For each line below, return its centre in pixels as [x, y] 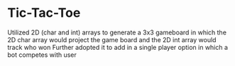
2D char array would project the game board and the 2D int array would [112, 39]
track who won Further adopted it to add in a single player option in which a [118, 47]
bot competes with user [42, 55]
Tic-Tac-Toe [44, 13]
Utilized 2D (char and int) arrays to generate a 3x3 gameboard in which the [117, 32]
